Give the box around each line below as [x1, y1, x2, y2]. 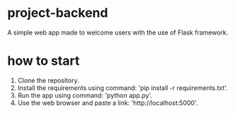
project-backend [7, 5, 108, 21]
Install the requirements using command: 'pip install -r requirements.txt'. [17, 83, 228, 92]
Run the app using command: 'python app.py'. [17, 91, 152, 99]
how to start [7, 53, 80, 69]
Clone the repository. [17, 76, 79, 84]
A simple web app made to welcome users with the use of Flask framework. [7, 28, 229, 37]
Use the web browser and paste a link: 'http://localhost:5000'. [17, 99, 198, 107]
